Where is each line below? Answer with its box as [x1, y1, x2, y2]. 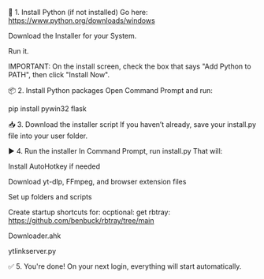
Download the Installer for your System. [8, 32, 137, 40]
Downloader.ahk [8, 231, 61, 240]
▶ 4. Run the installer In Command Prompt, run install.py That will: [8, 147, 223, 155]
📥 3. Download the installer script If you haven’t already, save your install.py [8, 120, 257, 129]
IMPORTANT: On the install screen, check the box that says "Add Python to [8, 61, 251, 71]
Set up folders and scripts [8, 192, 92, 201]
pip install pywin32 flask [8, 104, 87, 113]
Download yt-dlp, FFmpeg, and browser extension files [8, 177, 187, 186]
